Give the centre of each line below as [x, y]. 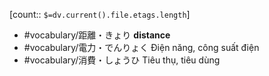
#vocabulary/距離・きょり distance [97, 35]
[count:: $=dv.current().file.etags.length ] [100, 14]
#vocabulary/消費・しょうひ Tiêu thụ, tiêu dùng [122, 60]
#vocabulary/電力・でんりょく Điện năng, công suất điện [141, 47]
